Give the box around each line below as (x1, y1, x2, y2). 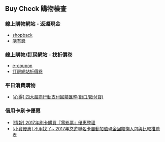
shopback (12, 32, 33, 38)
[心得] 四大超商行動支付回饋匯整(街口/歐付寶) (12, 94, 104, 100)
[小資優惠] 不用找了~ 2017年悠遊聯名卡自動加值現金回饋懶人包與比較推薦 (12, 125, 160, 131)
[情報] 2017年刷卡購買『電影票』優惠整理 (12, 119, 96, 125)
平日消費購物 (5, 82, 36, 89)
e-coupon (12, 63, 33, 69)
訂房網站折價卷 (12, 68, 43, 74)
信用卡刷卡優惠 (5, 107, 41, 114)
